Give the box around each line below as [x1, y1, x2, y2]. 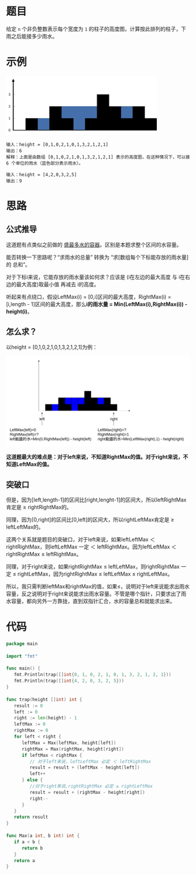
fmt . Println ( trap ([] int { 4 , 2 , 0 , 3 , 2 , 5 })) [13, 678, 125, 684]
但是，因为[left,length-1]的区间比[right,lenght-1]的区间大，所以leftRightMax [6, 496, 187, 503]
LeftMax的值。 [16, 461, 53, 468]
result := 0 [13, 702, 43, 709]
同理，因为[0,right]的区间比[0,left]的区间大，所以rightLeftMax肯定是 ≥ [6, 516, 174, 523]
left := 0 [13, 709, 38, 715]
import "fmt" [6, 653, 38, 659]
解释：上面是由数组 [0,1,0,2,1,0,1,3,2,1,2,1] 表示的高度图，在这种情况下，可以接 [6, 154, 190, 160]
